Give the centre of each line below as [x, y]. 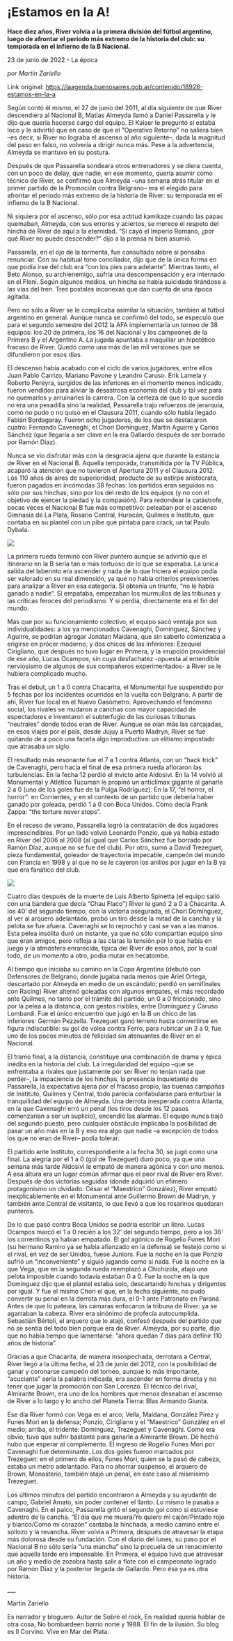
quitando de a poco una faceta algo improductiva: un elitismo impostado [111, 739]
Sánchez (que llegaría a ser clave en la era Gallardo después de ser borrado [116, 434]
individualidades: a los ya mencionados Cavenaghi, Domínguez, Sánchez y [114, 629]
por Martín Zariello [34, 73]
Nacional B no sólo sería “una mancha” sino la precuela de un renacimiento [115, 1546]
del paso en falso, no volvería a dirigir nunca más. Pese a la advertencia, [111, 144]
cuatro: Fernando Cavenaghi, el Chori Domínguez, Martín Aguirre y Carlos [113, 427]
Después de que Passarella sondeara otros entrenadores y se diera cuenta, [115, 165]
